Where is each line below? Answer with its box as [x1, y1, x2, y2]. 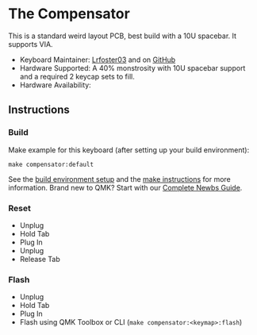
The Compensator [8, 5, 131, 23]
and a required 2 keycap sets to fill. [19, 71, 135, 81]
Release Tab [19, 254, 61, 264]
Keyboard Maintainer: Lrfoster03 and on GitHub [19, 55, 176, 64]
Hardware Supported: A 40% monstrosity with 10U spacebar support [19, 63, 246, 72]
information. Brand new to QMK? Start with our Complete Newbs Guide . [8, 183, 243, 192]
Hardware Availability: [19, 80, 91, 90]
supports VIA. [8, 39, 53, 48]
